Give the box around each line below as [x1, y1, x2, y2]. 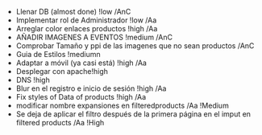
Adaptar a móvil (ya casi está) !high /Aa [15, 58, 148, 67]
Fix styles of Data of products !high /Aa [15, 92, 147, 101]
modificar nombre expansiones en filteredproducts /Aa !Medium [15, 100, 230, 110]
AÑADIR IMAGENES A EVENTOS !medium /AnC [15, 32, 173, 42]
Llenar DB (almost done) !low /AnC [15, 7, 131, 16]
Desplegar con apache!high [15, 67, 109, 76]
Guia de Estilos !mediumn [15, 50, 101, 59]
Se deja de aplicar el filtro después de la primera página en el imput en [15, 109, 252, 119]
